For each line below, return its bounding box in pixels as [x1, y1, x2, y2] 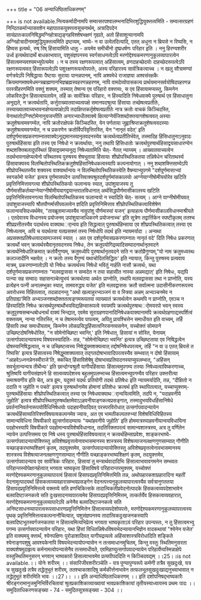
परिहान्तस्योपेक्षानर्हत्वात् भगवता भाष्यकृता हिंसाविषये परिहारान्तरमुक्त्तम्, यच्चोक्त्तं [6, 465, 151, 472]
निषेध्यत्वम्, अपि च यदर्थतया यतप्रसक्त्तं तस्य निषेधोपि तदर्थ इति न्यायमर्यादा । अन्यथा [6, 227, 162, 235]
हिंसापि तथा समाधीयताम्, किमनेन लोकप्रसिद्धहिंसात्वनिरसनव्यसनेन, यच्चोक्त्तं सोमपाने [6, 323, 161, 329]
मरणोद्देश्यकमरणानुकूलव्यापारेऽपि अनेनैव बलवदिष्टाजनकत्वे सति [6, 498, 122, 506]
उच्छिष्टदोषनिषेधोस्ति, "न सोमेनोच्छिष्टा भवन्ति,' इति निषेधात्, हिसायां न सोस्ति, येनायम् [6, 329, 166, 336]
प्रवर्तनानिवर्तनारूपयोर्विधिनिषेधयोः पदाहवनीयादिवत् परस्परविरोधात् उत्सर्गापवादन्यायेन [6, 404, 159, 410]
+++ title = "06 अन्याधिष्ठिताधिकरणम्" [6, 6, 87, 13]
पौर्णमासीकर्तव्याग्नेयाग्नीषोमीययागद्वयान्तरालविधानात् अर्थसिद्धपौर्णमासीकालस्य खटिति [6, 187, 160, 194]
